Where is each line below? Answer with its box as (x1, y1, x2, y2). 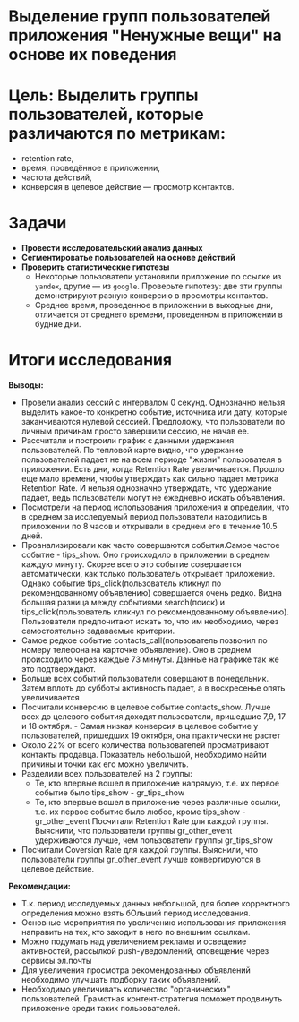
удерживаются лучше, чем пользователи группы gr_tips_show (34, 835, 274, 846)
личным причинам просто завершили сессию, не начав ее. (21, 425, 250, 436)
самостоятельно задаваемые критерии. (21, 625, 175, 636)
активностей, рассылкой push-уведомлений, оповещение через (21, 946, 269, 956)
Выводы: (8, 380, 44, 391)
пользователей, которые (8, 105, 204, 125)
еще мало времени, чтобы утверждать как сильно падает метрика (21, 473, 279, 484)
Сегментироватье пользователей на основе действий (21, 253, 235, 263)
